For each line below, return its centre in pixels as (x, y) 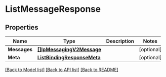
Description (120, 41)
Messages (20, 49)
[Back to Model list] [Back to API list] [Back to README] (62, 70)
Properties (22, 27)
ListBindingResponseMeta (69, 58)
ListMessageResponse (53, 9)
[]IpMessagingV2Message (69, 49)
